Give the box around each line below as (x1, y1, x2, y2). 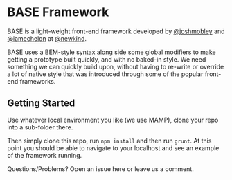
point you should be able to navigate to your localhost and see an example (7, 143, 220, 152)
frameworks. (19, 77, 56, 85)
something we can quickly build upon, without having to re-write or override (7, 62, 224, 71)
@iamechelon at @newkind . (7, 34, 87, 42)
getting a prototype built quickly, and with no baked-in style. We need (7, 55, 206, 63)
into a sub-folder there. (7, 123, 73, 132)
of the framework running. (7, 151, 82, 159)
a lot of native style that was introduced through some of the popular (7, 70, 204, 78)
